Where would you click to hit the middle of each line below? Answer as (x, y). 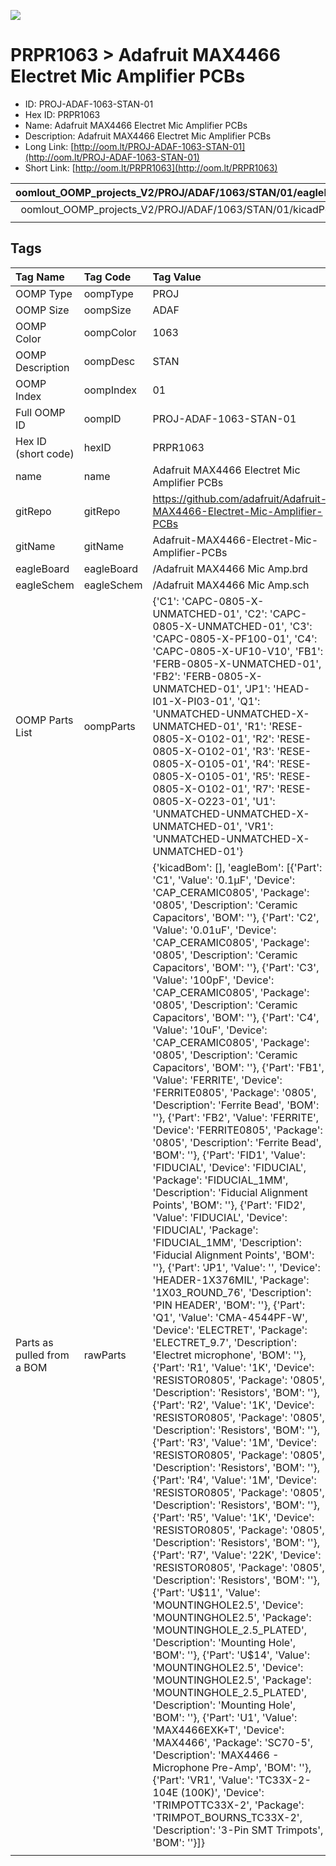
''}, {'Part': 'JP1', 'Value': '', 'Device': (236, 1267)
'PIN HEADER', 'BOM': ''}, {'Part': (229, 1305)
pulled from (42, 1355)
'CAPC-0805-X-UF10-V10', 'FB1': (237, 651)
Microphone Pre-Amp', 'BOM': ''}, (232, 1767)
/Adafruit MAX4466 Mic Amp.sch (231, 585)
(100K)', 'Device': (222, 1792)
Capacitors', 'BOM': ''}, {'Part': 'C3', (236, 967)
